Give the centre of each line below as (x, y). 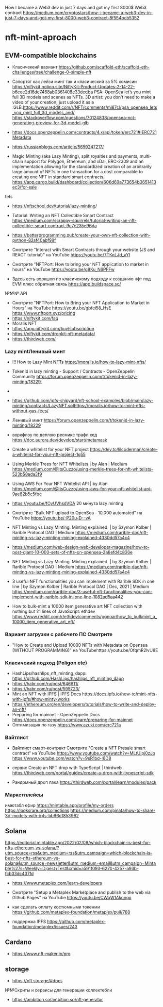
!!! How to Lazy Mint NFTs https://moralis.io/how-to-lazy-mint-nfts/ (79, 362)
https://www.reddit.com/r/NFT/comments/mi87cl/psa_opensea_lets (90, 107)
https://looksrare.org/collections (37, 810)
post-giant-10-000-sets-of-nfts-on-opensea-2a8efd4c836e (72, 552)
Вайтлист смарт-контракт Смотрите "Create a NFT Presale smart (79, 748)
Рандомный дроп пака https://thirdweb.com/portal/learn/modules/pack (84, 782)
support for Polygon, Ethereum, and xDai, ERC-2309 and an (84, 161)
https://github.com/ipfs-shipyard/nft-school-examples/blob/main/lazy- (83, 401)
